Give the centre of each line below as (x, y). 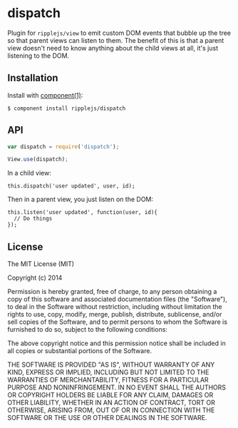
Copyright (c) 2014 (35, 278)
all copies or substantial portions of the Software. (79, 351)
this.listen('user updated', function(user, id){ (83, 213)
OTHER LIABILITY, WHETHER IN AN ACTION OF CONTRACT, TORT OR (111, 403)
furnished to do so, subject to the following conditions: (87, 330)
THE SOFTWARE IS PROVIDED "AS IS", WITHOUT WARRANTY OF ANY (111, 365)
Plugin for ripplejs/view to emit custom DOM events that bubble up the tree (119, 33)
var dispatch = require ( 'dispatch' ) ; (63, 147)
